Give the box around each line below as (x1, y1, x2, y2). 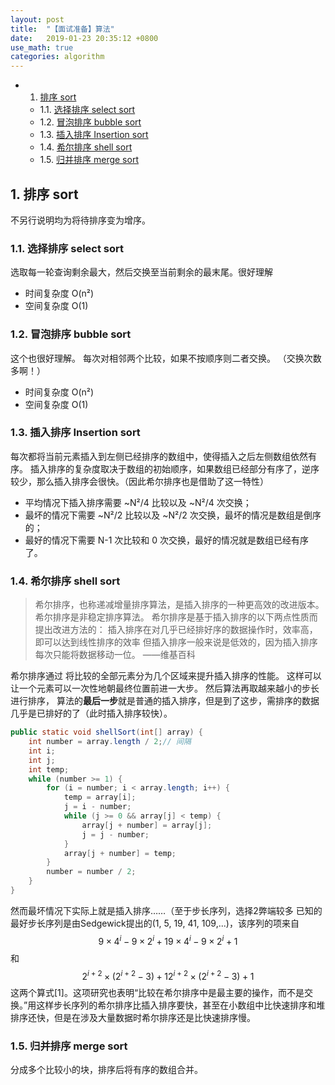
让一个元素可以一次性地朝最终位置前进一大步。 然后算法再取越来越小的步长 (10, 682, 320, 695)
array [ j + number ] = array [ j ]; (81, 820, 213, 830)
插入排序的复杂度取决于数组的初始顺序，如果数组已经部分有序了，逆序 (29, 462, 320, 475)
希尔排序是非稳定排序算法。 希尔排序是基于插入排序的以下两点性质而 (34, 611, 318, 623)
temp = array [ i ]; (63, 792, 137, 803)
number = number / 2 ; (46, 867, 137, 877)
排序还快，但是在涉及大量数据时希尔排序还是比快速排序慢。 (10, 1012, 256, 1024)
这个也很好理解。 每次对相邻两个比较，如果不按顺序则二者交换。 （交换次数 (10, 352, 322, 364)
